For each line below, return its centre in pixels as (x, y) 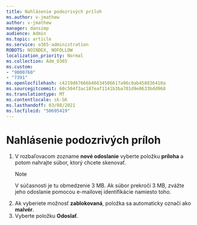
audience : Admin (26, 34)
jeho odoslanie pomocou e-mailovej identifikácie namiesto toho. (93, 192)
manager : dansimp (28, 28)
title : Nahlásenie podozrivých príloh (54, 12)
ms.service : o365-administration (47, 45)
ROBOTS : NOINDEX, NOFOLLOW (39, 50)
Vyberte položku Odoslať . (47, 216)
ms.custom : (20, 67)
